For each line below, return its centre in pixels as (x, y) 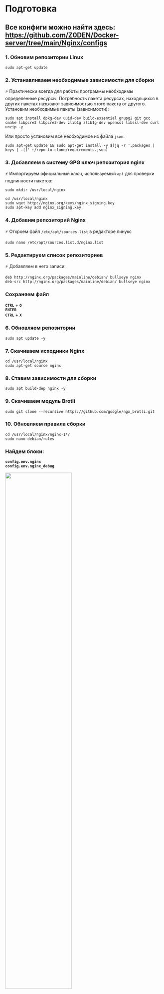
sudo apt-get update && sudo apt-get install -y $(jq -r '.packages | (80, 146)
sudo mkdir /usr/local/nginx (35, 190)
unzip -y (14, 127)
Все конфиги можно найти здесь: (60, 27)
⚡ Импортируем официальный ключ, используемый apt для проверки (80, 174)
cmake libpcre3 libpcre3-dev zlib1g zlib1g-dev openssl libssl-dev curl (82, 123)
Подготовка (31, 9)
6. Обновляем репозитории (40, 328)
